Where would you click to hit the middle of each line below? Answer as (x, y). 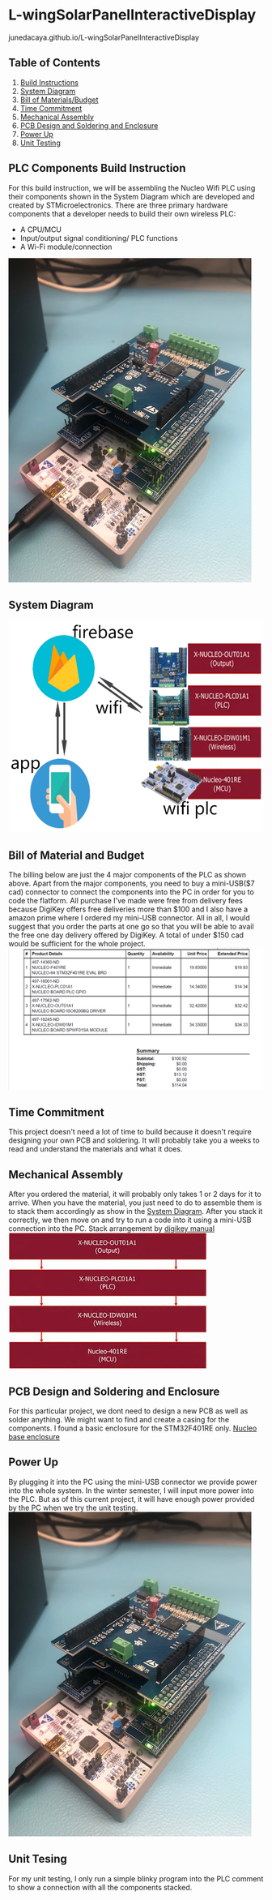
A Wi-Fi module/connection (66, 247)
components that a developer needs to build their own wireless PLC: (122, 213)
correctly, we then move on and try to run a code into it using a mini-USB (130, 1220)
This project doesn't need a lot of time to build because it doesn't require (130, 1132)
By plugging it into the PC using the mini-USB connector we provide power (133, 1482)
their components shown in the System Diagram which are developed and (132, 196)
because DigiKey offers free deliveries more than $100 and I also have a (128, 909)
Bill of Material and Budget (76, 855)
